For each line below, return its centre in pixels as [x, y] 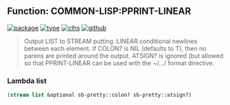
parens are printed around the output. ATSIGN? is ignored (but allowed [124, 56]
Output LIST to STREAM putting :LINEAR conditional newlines [111, 41]
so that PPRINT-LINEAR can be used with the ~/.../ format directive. [119, 63]
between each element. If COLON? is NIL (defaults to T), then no [115, 48]
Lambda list [27, 80]
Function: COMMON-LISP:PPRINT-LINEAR [99, 11]
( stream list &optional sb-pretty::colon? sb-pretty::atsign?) [100, 95]
